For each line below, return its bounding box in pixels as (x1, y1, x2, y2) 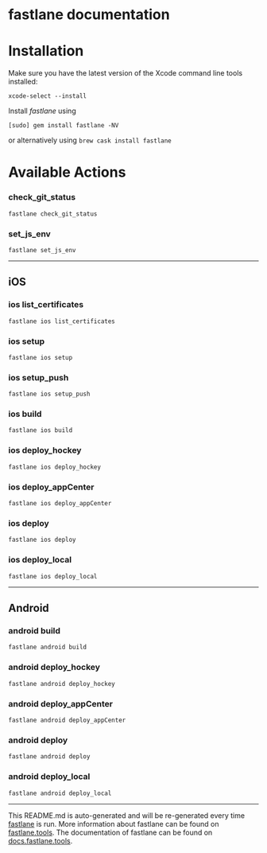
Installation (8, 42, 84, 60)
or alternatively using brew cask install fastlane (8, 135, 172, 145)
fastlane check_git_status (8, 209, 98, 218)
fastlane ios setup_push (8, 390, 91, 399)
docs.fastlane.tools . (8, 835, 73, 845)
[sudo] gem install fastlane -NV (8, 122, 119, 130)
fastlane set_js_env (8, 246, 77, 254)
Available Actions (8, 163, 126, 181)
